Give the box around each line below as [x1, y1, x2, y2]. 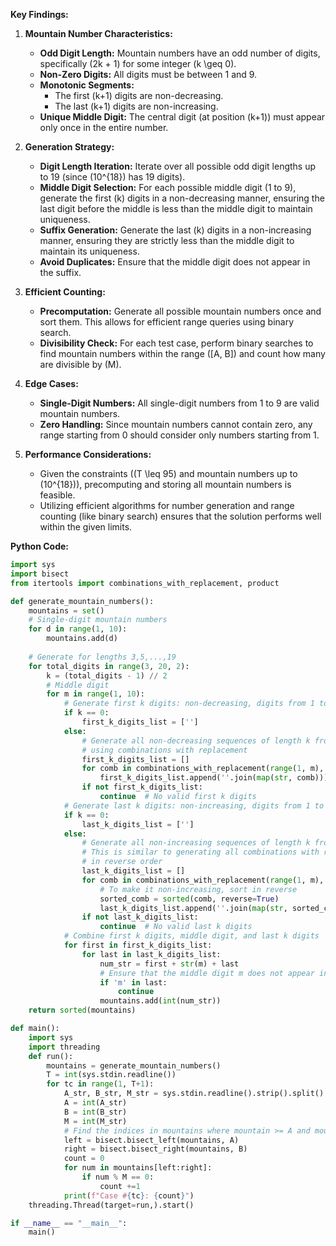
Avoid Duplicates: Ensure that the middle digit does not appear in [39, 256, 311, 268]
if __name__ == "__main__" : [10, 1218, 128, 1228]
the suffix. [39, 267, 82, 278]
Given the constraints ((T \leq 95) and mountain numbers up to [39, 468, 298, 479]
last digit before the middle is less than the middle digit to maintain [39, 203, 313, 214]
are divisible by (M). [39, 359, 122, 370]
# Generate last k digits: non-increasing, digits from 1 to [63, 800, 325, 811]
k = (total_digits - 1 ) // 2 [46, 670, 168, 681]
